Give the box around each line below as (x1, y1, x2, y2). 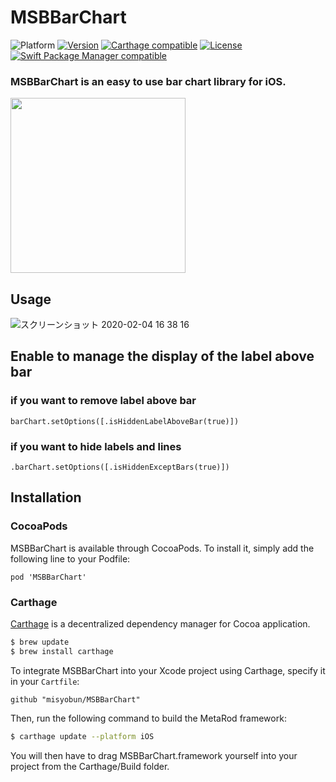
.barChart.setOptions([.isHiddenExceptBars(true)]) (10, 462, 230, 473)
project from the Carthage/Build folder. (10, 760, 170, 772)
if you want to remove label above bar (10, 394, 197, 408)
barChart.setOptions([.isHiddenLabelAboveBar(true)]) (10, 416, 240, 426)
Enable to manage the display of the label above (10, 348, 315, 365)
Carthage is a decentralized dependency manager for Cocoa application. (10, 618, 311, 630)
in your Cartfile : (10, 675, 80, 687)
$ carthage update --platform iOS (10, 731, 155, 741)
